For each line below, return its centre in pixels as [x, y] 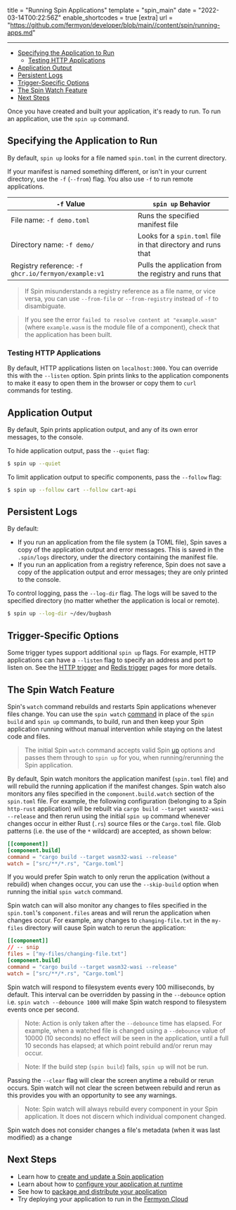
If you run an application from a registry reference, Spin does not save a [122, 565]
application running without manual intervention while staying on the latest [115, 729]
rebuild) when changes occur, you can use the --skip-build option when [113, 884]
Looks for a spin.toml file [179, 236]
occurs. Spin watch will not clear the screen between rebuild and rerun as [114, 1088]
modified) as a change [40, 1137]
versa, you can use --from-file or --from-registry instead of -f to [122, 298]
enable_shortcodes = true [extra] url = [118, 18]
